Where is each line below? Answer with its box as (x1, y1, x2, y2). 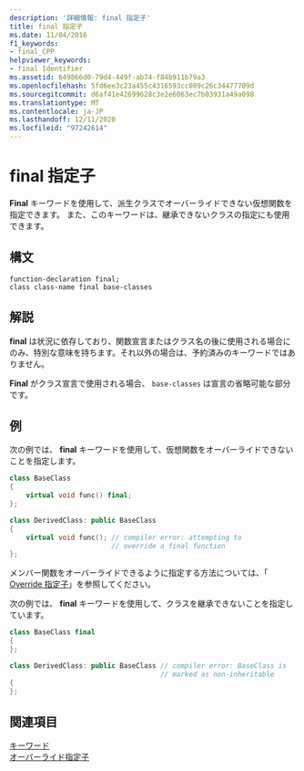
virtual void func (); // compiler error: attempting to (25, 533, 243, 542)
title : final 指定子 (9, 22, 84, 31)
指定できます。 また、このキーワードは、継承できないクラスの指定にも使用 (9, 209, 290, 220)
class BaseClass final (9, 628, 96, 637)
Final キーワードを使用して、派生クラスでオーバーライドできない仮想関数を (9, 197, 293, 208)
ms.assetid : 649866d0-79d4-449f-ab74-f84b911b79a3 (9, 73, 206, 82)
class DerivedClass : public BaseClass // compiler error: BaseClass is (9, 661, 287, 671)
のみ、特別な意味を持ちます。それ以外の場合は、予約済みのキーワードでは (9, 347, 289, 358)
